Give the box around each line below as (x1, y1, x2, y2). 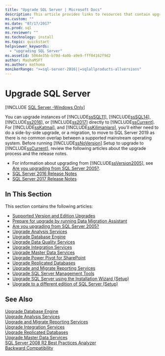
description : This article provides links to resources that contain (5, 12, 151, 17)
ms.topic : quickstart (5, 39, 50, 44)
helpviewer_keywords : (5, 44, 50, 49)
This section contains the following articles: (5, 203, 93, 209)
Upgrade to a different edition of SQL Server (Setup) (12, 281, 118, 286)
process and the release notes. (5, 150, 68, 156)
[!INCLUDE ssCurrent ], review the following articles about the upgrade (5, 145, 146, 151)
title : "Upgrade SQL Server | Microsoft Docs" (5, 7, 102, 12)
